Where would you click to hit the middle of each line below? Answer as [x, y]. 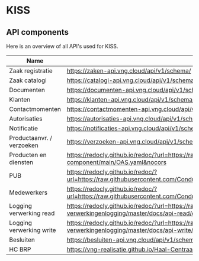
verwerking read [32, 213]
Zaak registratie [31, 71]
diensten [21, 162]
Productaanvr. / [31, 138]
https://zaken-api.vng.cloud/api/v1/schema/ [129, 71]
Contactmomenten [35, 109]
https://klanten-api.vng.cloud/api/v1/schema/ [131, 99]
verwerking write [33, 230]
